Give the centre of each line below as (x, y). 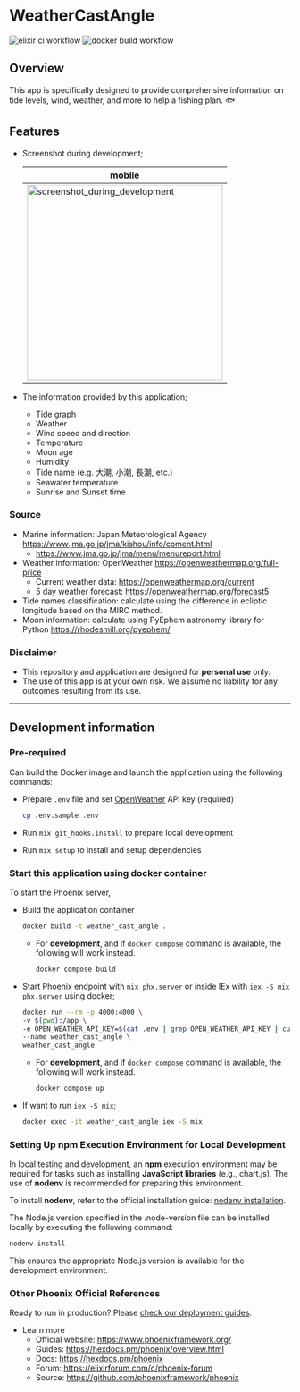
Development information (82, 727)
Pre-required (38, 753)
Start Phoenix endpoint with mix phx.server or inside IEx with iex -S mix (156, 986)
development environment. (59, 1270)
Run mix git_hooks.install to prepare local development (128, 832)
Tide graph (56, 414)
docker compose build (75, 969)
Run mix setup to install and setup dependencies (112, 849)
